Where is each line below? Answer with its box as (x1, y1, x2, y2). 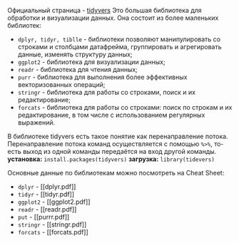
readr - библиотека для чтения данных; (17, 66, 138, 73)
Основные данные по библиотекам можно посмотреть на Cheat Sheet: (7, 169, 225, 177)
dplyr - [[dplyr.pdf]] (17, 182, 76, 191)
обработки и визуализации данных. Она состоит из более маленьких (7, 14, 219, 22)
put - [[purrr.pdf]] (17, 213, 70, 221)
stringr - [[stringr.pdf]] (17, 220, 87, 229)
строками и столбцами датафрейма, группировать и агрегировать (17, 43, 222, 51)
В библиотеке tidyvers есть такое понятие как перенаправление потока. (7, 132, 228, 140)
